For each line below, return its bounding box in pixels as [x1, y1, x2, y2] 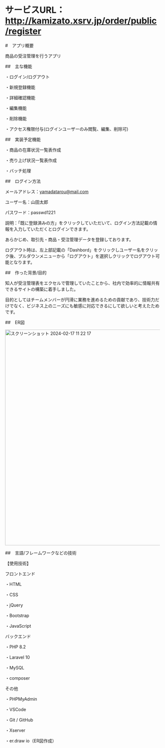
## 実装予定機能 [5, 136, 41, 142]
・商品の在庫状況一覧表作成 [5, 147, 61, 153]
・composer [5, 675, 30, 681]
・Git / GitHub [5, 717, 33, 722]
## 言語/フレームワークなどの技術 [5, 550, 77, 555]
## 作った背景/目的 [5, 270, 47, 276]
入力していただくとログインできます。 [13, 226, 91, 232]
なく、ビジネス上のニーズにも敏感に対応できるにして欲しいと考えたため [13, 303, 160, 308]
